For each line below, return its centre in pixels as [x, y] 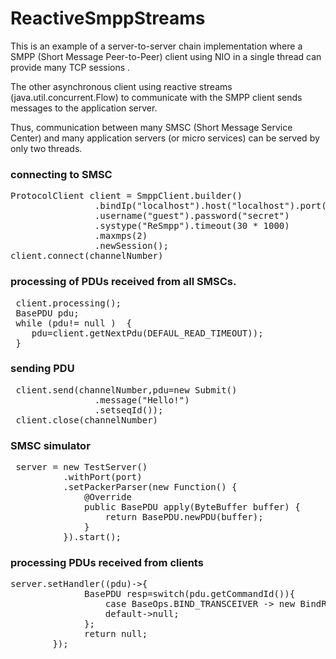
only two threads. [46, 148]
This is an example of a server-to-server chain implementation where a [156, 46]
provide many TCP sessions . [70, 67]
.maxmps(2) [121, 236]
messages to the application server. [84, 108]
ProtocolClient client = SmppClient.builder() [126, 196]
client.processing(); [68, 303]
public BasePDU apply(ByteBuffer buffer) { [192, 507]
